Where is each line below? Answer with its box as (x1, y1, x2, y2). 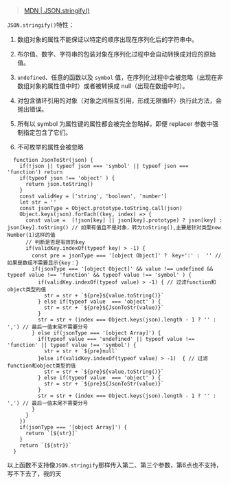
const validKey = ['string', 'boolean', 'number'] (19, 193, 168, 200)
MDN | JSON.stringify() (23, 7, 91, 14)
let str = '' (19, 199, 57, 206)
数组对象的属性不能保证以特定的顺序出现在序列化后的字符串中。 (16, 35, 198, 43)
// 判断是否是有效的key (25, 239, 86, 246)
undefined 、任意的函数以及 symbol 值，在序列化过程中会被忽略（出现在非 (16, 73, 224, 81)
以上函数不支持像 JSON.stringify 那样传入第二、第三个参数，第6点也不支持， (7, 461, 222, 469)
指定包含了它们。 (23, 128, 72, 136)
